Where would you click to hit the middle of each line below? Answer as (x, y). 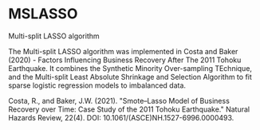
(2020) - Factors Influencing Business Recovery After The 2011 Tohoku (125, 60)
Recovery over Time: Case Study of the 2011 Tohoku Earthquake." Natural (129, 109)
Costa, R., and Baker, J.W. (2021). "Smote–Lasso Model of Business (119, 100)
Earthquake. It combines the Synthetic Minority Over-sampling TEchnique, (130, 68)
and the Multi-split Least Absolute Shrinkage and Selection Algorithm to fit (130, 77)
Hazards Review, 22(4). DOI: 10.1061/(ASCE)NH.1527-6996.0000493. (121, 117)
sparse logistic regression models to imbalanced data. (97, 85)
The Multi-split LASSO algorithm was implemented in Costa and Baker (123, 51)
